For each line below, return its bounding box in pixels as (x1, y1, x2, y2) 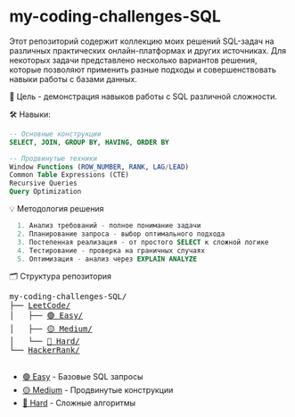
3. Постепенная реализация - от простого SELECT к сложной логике (17, 238, 269, 246)
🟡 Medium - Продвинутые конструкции (21, 385, 174, 396)
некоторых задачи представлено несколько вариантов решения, (9, 54, 258, 65)
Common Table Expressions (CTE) (9, 171, 129, 179)
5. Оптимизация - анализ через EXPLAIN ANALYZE (17, 254, 198, 263)
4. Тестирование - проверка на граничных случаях (17, 246, 205, 255)
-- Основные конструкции (9, 129, 102, 138)
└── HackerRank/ (9, 346, 80, 355)
